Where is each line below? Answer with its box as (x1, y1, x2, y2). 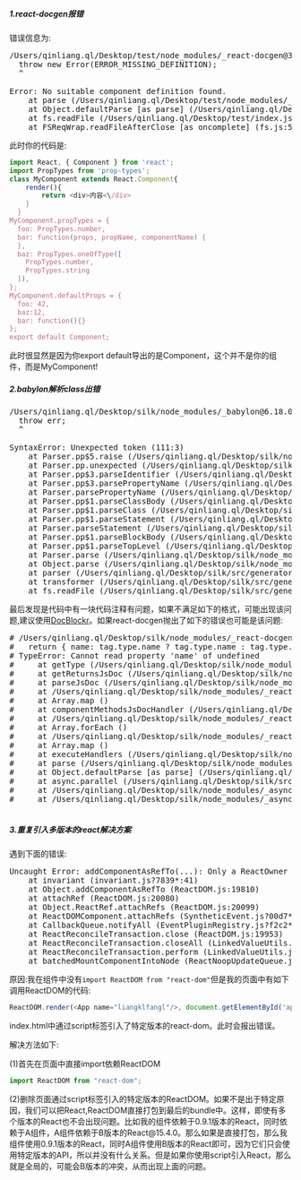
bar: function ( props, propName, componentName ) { (17, 233, 206, 242)
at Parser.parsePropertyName (28, 487, 157, 497)
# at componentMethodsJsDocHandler (9, 704, 185, 715)
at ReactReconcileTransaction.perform (28, 947, 199, 958)
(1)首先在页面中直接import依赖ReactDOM (9, 1058, 161, 1070)
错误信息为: (9, 32, 52, 43)
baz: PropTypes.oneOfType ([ (17, 249, 123, 259)
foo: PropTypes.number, (17, 224, 106, 233)
